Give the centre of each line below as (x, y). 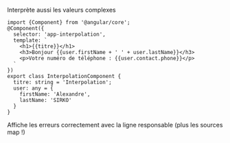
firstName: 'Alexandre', (55, 94)
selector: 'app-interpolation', (60, 34)
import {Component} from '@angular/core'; (69, 23)
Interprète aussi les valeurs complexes (62, 10)
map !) (16, 132)
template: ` (31, 40)
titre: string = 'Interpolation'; (62, 82)
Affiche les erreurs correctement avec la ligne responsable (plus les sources (115, 125)
